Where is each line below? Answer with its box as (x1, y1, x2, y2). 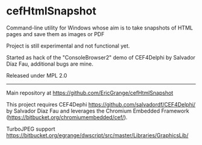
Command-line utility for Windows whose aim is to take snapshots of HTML (6, 24, 194, 31)
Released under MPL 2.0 (6, 72, 67, 79)
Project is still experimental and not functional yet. (6, 42, 130, 49)
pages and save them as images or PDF (6, 30, 105, 37)
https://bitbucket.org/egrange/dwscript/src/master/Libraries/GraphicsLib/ (6, 131, 189, 139)
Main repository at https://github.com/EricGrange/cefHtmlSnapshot (6, 89, 173, 96)
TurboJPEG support (6, 125, 55, 132)
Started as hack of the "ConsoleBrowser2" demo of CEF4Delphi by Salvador (6, 54, 195, 61)
